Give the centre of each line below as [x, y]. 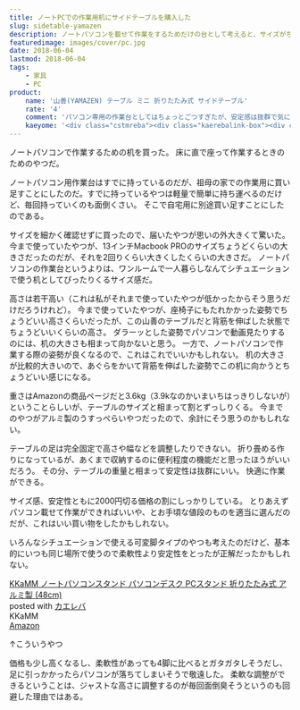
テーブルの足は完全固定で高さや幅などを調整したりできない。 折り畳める [143, 448]
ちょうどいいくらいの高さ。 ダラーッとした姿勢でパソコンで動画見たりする [147, 332]
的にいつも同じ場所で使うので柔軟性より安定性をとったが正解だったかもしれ [150, 554]
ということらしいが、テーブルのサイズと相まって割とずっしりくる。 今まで [146, 407]
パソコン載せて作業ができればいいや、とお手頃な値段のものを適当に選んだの [150, 512]
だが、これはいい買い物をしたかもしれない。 [92, 523]
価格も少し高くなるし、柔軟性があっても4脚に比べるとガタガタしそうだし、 [148, 663]
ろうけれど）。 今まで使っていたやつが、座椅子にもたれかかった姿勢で [153, 310]
